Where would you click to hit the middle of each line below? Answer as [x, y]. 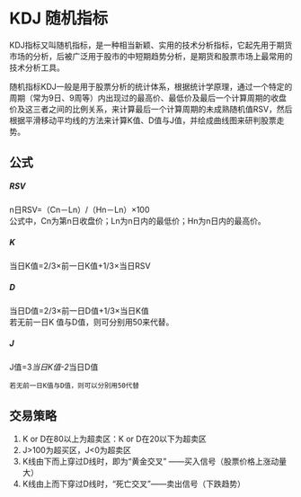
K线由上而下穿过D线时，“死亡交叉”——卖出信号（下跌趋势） [133, 484]
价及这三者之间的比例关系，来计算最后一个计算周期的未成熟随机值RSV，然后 [151, 109]
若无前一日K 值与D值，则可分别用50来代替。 [92, 322]
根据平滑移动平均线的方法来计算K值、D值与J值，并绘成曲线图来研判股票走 [147, 120]
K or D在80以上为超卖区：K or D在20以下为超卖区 [114, 439]
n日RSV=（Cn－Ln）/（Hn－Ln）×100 [80, 210]
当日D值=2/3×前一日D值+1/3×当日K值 [80, 311]
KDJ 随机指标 [59, 18]
